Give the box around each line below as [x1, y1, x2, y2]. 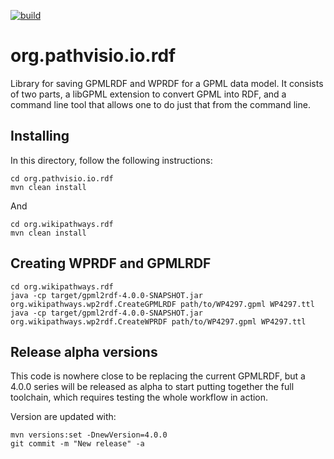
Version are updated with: [10, 411, 117, 423]
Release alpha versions [10, 343, 158, 360]
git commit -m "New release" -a [10, 439, 145, 449]
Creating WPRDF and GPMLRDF [10, 255, 212, 272]
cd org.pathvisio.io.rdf [10, 173, 114, 184]
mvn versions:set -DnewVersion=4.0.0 [10, 430, 168, 440]
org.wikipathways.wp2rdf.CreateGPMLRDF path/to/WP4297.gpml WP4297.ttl [10, 299, 315, 309]
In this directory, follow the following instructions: [10, 154, 213, 166]
